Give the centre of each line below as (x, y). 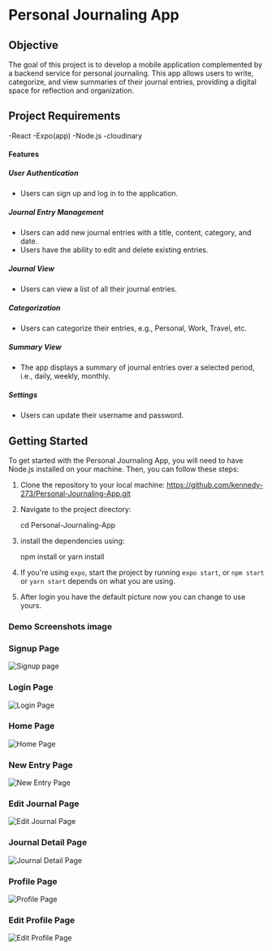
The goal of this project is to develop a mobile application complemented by (135, 64)
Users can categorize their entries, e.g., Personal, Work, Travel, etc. (134, 328)
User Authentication (43, 173)
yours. (31, 606)
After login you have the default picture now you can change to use (133, 597)
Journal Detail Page (48, 843)
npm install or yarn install (62, 557)
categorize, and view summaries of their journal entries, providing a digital (133, 82)
